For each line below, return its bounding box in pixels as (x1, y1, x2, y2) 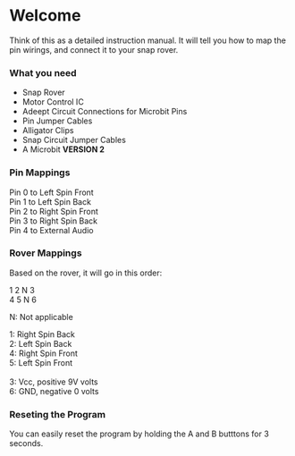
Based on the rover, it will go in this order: (9, 267, 163, 278)
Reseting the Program (9, 408, 105, 420)
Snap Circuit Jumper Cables (21, 135, 127, 146)
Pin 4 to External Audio (9, 224, 94, 235)
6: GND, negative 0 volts (9, 385, 99, 396)
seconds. (9, 438, 44, 449)
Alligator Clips (21, 125, 74, 136)
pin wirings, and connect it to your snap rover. (9, 44, 179, 55)
